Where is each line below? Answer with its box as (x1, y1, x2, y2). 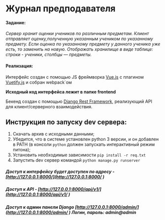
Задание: (5, 19, 26, 25)
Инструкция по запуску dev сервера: (5, 118, 127, 126)
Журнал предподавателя (5, 3, 116, 14)
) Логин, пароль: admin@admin (68, 209, 136, 215)
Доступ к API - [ (5, 186, 40, 192)
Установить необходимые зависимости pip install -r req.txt (12, 152, 146, 158)
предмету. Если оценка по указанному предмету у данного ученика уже (5, 41, 161, 47)
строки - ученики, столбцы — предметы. (5, 51, 92, 57)
